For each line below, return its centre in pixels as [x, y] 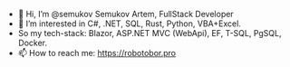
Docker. [33, 43]
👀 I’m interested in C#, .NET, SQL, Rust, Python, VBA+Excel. [130, 24]
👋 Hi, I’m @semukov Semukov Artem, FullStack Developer [126, 14]
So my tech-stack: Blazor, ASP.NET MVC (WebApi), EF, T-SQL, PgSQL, [150, 33]
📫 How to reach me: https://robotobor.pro [97, 53]
